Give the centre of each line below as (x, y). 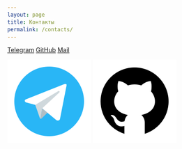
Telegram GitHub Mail (38, 50)
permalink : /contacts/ (40, 29)
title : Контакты (31, 22)
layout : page (26, 15)
